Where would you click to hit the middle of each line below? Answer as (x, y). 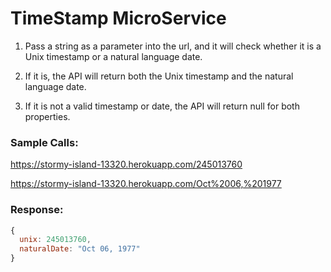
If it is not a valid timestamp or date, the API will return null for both (162, 106)
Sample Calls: (44, 142)
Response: (37, 210)
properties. (47, 116)
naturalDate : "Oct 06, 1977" (80, 249)
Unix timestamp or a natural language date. (113, 56)
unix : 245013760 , (55, 240)
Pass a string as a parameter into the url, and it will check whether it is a (173, 46)
